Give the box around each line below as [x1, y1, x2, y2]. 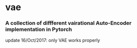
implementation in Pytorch [5, 26, 72, 33]
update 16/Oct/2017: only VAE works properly [5, 37, 100, 43]
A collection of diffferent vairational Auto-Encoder [5, 20, 132, 27]
